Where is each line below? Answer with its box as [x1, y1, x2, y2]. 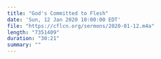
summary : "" [7, 41, 41, 48]
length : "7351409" [7, 28, 60, 36]
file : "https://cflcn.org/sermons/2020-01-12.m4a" [7, 22, 155, 29]
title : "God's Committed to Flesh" [7, 9, 109, 17]
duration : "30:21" [7, 35, 60, 42]
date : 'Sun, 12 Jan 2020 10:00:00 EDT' [7, 16, 121, 23]
